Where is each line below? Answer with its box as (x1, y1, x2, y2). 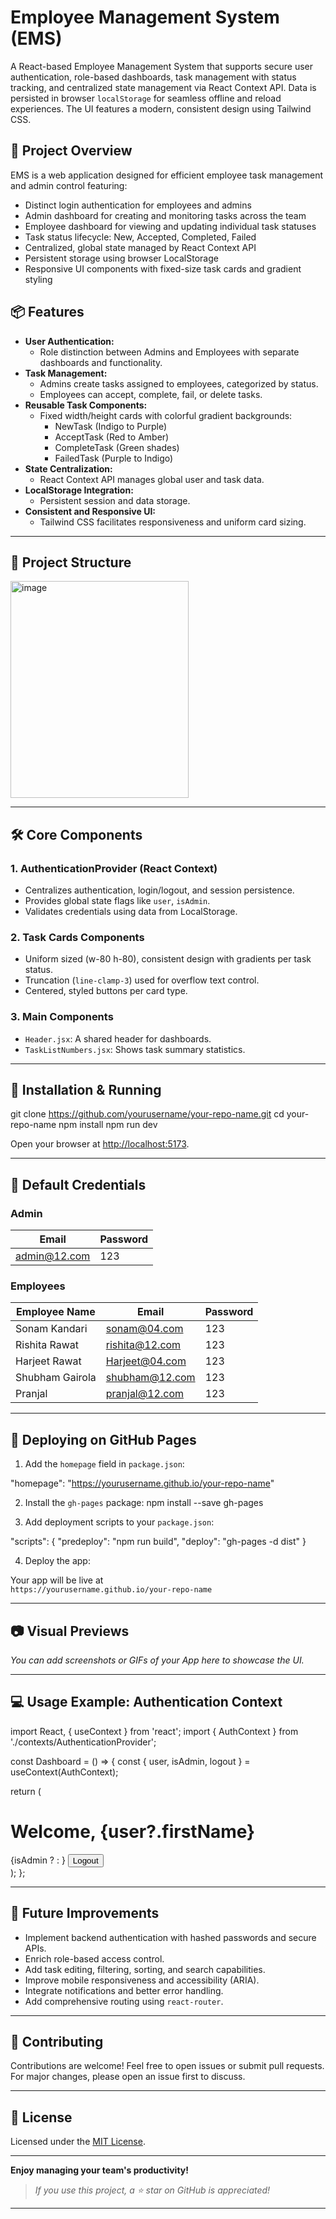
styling (24, 273, 53, 285)
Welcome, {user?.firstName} (10, 1821, 256, 1843)
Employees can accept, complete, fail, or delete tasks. (39, 388, 263, 400)
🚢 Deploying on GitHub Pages (10, 1431, 197, 1448)
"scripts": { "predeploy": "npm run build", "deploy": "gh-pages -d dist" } (10, 1536, 307, 1548)
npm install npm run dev (58, 1119, 158, 1131)
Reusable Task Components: (24, 399, 148, 411)
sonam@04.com (105, 1322, 184, 1336)
